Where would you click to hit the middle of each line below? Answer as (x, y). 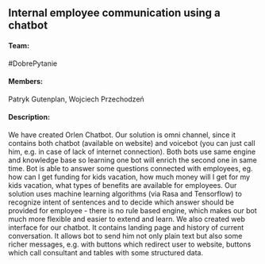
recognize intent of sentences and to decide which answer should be (121, 202)
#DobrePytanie (33, 63)
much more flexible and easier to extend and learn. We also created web (127, 219)
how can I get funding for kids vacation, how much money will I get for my (129, 177)
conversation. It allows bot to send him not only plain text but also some (125, 236)
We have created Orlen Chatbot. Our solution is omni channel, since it (122, 135)
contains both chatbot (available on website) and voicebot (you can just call (132, 143)
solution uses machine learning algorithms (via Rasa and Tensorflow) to (125, 194)
